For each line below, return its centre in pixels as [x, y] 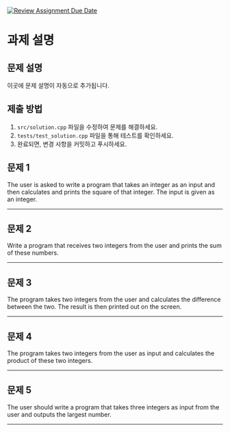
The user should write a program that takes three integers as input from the [113, 407]
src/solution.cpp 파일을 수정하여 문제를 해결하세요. [87, 127]
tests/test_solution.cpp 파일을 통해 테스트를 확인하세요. [95, 135]
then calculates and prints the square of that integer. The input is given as [111, 192]
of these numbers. [33, 253]
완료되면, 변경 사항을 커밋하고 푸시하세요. [72, 144]
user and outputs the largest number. [59, 414]
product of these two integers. [50, 361]
